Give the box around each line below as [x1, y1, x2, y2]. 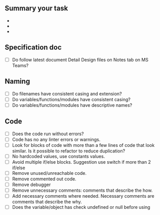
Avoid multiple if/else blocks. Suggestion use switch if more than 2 [12, 159, 151, 165]
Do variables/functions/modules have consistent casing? [12, 96, 131, 102]
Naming [5, 77, 30, 86]
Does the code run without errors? [12, 131, 84, 137]
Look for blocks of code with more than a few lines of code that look [12, 142, 155, 148]
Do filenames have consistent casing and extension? [12, 90, 122, 97]
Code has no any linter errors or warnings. [12, 136, 101, 142]
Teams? [12, 62, 29, 68]
